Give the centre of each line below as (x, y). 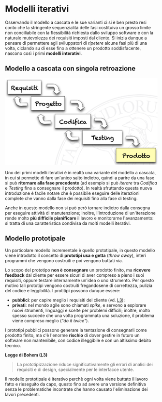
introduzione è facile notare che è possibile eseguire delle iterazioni (72, 193)
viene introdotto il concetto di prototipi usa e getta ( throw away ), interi (75, 255)
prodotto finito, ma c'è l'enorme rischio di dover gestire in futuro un (72, 335)
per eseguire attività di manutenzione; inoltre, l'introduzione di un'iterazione (80, 213)
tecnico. (13, 345)
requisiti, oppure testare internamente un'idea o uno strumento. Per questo (80, 280)
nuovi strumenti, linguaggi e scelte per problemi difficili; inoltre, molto (81, 310)
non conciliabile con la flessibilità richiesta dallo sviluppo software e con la (79, 33)
